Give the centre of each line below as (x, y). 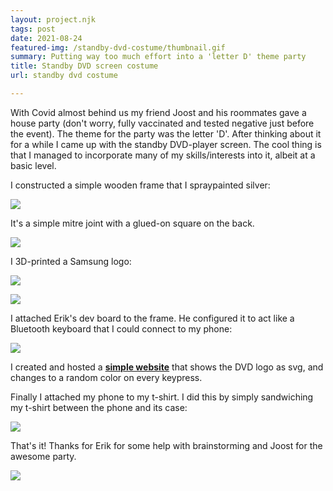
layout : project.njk (53, 19)
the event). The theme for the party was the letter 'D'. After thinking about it (166, 133)
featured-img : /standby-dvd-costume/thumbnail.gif (118, 47)
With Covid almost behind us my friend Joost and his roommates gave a (158, 112)
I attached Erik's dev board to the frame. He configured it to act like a (152, 318)
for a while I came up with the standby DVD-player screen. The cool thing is (166, 144)
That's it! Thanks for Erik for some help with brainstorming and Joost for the (166, 445)
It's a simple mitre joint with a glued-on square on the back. (132, 223)
